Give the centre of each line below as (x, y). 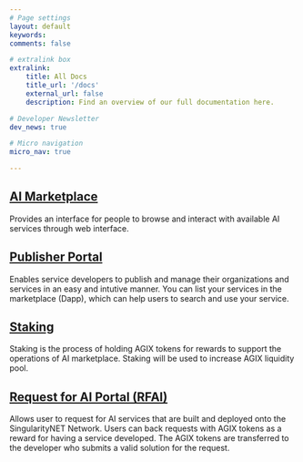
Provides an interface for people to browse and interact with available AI (145, 219)
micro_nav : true (40, 152)
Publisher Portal (56, 257)
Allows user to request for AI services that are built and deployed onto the (148, 419)
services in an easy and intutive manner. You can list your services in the (146, 289)
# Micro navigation (46, 144)
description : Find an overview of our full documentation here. (150, 102)
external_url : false (65, 93)
